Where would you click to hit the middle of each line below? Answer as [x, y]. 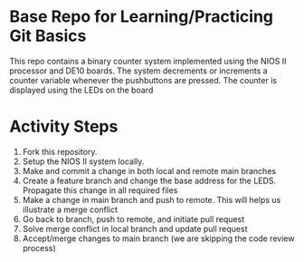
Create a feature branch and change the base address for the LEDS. [149, 180]
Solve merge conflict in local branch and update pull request [135, 228]
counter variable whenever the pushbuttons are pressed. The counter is [143, 80]
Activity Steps [64, 126]
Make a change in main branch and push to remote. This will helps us [152, 199]
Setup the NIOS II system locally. [83, 161]
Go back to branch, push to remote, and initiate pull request [133, 218]
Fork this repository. [60, 151]
